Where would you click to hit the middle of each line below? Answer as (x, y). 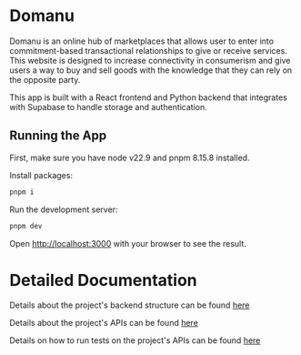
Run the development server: (64, 209)
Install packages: (41, 175)
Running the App (58, 136)
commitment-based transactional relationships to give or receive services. (149, 50)
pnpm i (22, 192)
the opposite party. (45, 79)
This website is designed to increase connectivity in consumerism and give (150, 60)
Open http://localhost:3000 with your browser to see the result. (128, 243)
